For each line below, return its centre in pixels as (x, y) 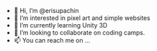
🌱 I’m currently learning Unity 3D (60, 25)
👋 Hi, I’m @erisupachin (46, 11)
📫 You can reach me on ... (52, 40)
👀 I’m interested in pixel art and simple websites (82, 18)
